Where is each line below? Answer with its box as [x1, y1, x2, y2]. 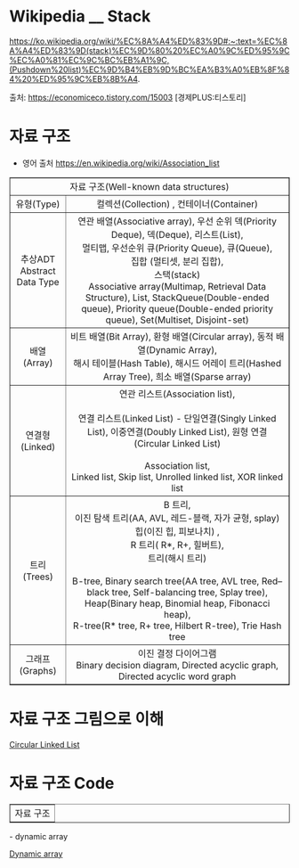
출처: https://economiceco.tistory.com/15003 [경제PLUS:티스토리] [9, 92, 246, 102]
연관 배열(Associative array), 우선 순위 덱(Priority [77, 215, 278, 227]
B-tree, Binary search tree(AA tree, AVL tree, [72, 575, 260, 587]
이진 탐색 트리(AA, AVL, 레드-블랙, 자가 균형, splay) [74, 512, 280, 524]
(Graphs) [19, 664, 57, 676]
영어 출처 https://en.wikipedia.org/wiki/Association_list [21, 158, 220, 168]
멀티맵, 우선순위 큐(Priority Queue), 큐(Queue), [82, 242, 273, 254]
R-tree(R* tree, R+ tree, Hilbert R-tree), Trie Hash [72, 619, 282, 632]
